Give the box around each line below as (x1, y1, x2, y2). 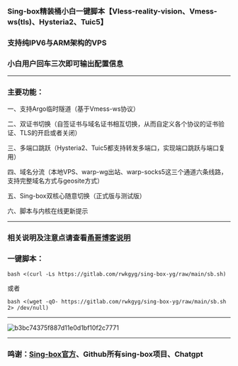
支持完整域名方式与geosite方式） (7, 176, 104, 185)
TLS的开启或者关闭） (19, 129, 81, 137)
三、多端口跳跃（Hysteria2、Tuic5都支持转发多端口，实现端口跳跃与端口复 (7, 144, 225, 152)
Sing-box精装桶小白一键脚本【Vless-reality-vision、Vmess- (7, 6, 217, 16)
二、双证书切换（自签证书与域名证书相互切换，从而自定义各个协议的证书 (7, 119, 218, 129)
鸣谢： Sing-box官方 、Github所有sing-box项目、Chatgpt (7, 349, 203, 359)
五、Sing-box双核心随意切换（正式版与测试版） (7, 192, 146, 200)
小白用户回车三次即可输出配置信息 (7, 58, 124, 68)
